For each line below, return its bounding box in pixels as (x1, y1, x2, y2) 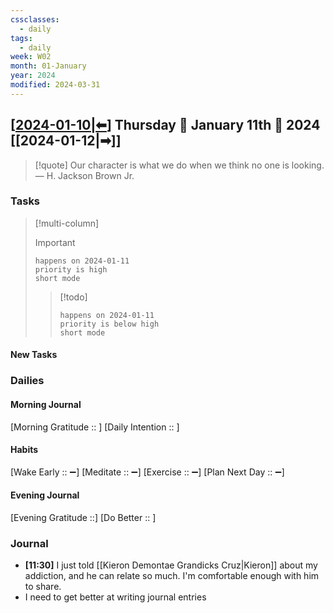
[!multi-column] (34, 217, 100, 229)
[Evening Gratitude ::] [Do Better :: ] (10, 511, 157, 523)
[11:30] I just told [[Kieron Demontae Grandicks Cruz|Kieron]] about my (24, 559, 318, 571)
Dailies (10, 374, 45, 388)
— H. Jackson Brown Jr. (34, 169, 135, 181)
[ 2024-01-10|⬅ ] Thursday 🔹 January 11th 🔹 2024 (10, 117, 321, 134)
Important (34, 236, 76, 248)
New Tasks (10, 349, 58, 361)
